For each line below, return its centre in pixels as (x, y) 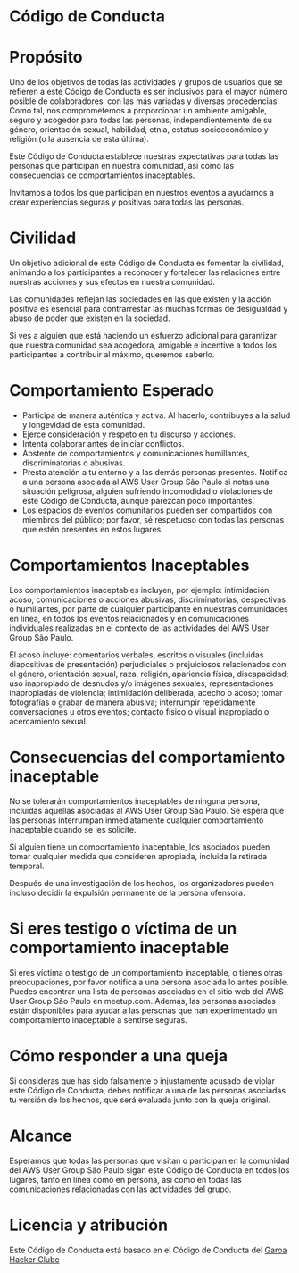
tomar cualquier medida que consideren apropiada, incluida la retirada (138, 856)
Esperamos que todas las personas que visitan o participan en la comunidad (149, 1160)
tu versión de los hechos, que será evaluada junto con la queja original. (140, 1100)
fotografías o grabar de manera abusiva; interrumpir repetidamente (133, 702)
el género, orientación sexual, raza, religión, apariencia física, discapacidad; (149, 674)
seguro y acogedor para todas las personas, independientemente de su (141, 120)
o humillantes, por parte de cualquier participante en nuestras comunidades (149, 608)
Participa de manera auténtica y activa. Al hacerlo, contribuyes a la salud (156, 415)
